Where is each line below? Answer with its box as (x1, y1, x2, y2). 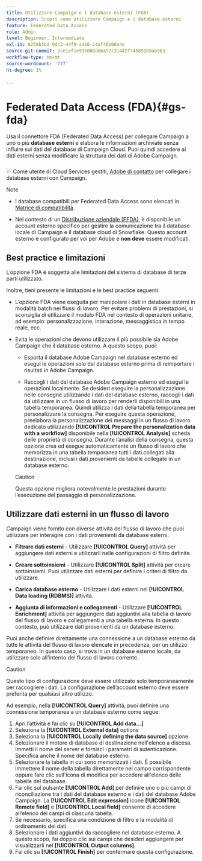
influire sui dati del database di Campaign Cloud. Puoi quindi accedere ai (6, 145, 186, 153)
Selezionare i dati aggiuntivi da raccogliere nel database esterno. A (14, 828, 182, 836)
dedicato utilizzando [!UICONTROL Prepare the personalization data (23, 423, 196, 431)
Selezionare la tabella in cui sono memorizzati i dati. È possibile (14, 758, 172, 766)
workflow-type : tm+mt (6, 54, 61, 60)
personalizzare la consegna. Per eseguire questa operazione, (23, 410, 176, 418)
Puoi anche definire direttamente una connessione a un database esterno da (6, 634, 196, 642)
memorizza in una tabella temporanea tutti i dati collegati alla (23, 449, 175, 456)
